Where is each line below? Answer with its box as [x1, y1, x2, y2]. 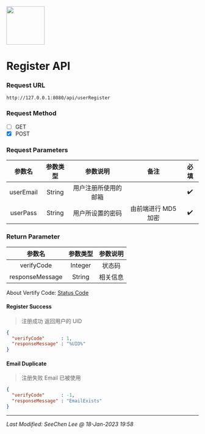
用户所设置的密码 [73, 209, 122, 218]
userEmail [9, 188, 38, 197]
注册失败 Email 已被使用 [21, 374, 81, 382]
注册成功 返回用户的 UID [21, 317, 82, 324]
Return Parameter [6, 232, 60, 241]
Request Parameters [6, 145, 68, 154]
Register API [6, 59, 71, 73]
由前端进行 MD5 [130, 205, 177, 213]
